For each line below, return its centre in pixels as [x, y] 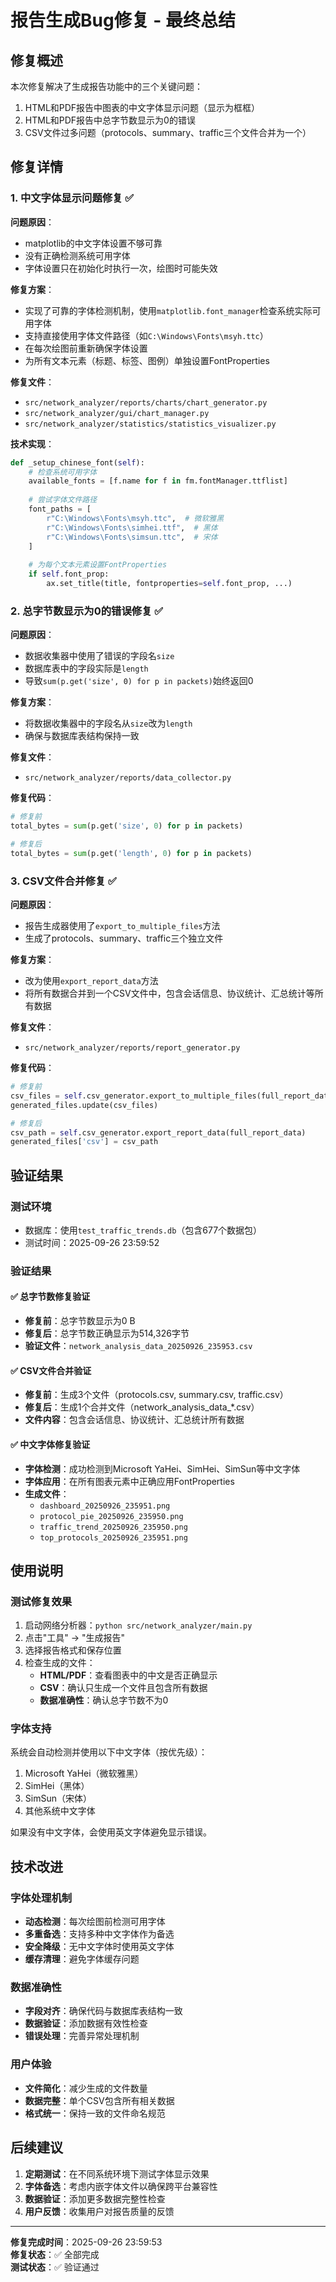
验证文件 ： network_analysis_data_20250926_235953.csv [138, 1346]
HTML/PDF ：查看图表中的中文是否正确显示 [128, 1675]
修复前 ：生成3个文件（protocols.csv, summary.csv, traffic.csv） [156, 1395]
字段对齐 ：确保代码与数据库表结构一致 [103, 2011]
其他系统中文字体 [60, 1811]
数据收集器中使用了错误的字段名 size [99, 656]
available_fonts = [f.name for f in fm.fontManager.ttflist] [158, 481]
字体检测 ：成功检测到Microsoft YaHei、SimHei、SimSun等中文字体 [162, 1468]
